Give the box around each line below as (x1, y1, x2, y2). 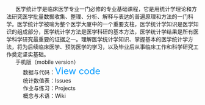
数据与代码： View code (23, 66, 101, 77)
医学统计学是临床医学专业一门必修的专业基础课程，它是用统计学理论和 (15, 5, 192, 12)
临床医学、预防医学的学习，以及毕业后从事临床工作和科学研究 (38, 43, 193, 50)
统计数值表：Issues (23, 77, 71, 84)
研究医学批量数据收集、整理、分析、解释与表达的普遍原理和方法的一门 (11, 13, 188, 20)
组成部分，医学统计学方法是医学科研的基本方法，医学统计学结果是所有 (16, 28, 193, 35)
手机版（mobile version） (15, 58, 79, 66)
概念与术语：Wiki (23, 92, 66, 99)
